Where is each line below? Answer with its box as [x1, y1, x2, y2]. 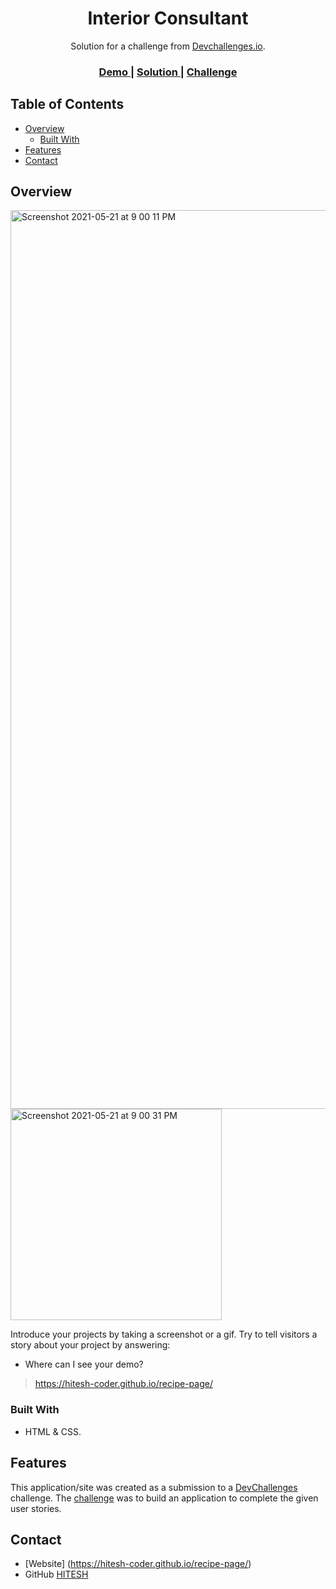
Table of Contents [10, 96, 125, 113]
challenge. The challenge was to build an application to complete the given [10, 1492, 319, 1504]
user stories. [10, 1502, 62, 1514]
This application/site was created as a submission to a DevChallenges [10, 1481, 298, 1493]
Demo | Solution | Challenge [98, 65, 238, 79]
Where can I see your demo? [24, 1358, 144, 1371]
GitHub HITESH [24, 1568, 89, 1581]
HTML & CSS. [24, 1425, 82, 1437]
